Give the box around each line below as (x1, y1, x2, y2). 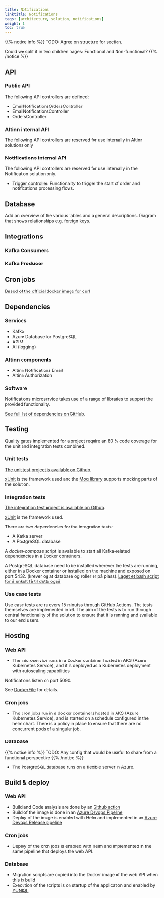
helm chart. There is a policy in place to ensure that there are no (12, 721, 142, 727)
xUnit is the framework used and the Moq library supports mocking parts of (5, 476, 158, 482)
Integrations (5, 232, 43, 240)
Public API (5, 82, 30, 89)
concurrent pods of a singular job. (12, 726, 81, 732)
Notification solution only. (5, 171, 57, 177)
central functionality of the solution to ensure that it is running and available (5, 612, 158, 618)
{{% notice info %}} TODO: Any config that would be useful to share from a (5, 749, 157, 755)
